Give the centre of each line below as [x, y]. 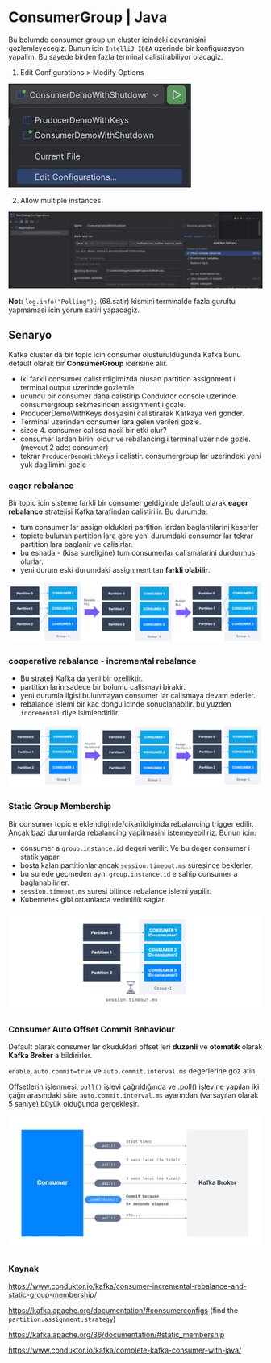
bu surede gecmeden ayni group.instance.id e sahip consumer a [129, 873]
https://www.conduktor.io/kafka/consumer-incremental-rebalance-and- [128, 1286]
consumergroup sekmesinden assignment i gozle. [103, 404]
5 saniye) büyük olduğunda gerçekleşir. [74, 1104]
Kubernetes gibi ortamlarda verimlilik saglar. [93, 899]
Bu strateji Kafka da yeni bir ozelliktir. [81, 678]
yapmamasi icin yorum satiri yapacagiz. [74, 310]
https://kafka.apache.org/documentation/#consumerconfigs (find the [123, 1310]
